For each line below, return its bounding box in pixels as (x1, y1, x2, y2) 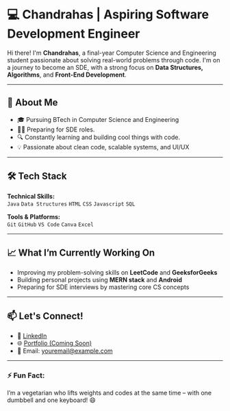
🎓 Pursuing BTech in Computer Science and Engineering (16, 115, 179, 123)
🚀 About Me (7, 97, 58, 108)
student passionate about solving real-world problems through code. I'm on (7, 55, 220, 64)
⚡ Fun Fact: (7, 371, 45, 380)
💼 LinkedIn (16, 332, 47, 340)
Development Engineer (7, 26, 140, 42)
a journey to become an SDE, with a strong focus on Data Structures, (7, 63, 203, 71)
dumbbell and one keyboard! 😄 (7, 396, 96, 404)
